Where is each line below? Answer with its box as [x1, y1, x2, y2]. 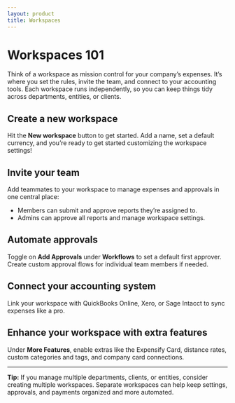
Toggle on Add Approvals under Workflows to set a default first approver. [7, 252, 222, 261]
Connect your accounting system [7, 280, 156, 292]
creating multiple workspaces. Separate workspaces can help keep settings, [7, 380, 228, 389]
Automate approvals [7, 234, 98, 246]
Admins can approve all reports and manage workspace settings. [17, 214, 206, 222]
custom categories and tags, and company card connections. [7, 353, 185, 361]
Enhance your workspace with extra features [7, 327, 208, 339]
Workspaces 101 [7, 47, 105, 63]
